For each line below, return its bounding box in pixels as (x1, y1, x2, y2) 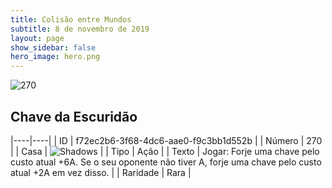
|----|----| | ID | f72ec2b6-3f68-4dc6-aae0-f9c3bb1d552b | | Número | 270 (10, 134, 323, 146)
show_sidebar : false (10, 42, 97, 53)
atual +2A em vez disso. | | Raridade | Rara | (10, 166, 192, 178)
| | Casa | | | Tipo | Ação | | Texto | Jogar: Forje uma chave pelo (10, 145, 320, 157)
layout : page (10, 33, 65, 43)
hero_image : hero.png (10, 52, 101, 62)
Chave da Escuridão (10, 108, 138, 125)
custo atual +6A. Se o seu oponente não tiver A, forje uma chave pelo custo (10, 156, 322, 168)
